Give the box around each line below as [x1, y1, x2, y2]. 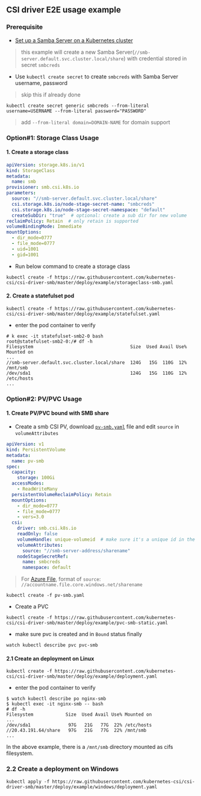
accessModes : [11, 480, 45, 486]
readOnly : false [17, 531, 58, 537]
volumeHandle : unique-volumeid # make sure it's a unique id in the [17, 537, 196, 543]
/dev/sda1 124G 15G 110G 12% [6, 370, 187, 376]
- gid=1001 [11, 252, 39, 258]
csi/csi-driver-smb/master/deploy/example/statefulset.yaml [6, 311, 161, 317]
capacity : [11, 469, 36, 476]
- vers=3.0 [17, 514, 45, 520]
